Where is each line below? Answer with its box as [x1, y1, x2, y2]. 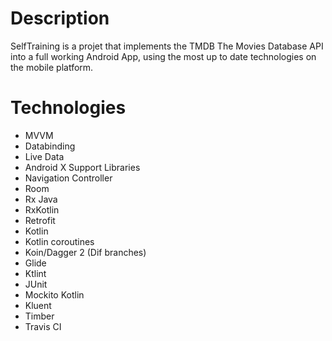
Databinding [24, 140, 76, 152]
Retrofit [24, 214, 56, 226]
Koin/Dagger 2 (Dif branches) [24, 246, 147, 258]
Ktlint [24, 267, 47, 279]
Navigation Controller [24, 172, 113, 184]
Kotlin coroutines [24, 235, 95, 247]
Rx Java [24, 193, 58, 205]
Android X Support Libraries [24, 161, 141, 173]
